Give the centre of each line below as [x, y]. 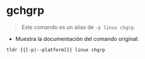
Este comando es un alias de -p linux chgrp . [78, 27]
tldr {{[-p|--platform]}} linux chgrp [56, 50]
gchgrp [25, 11]
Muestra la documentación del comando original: [77, 39]
